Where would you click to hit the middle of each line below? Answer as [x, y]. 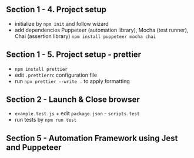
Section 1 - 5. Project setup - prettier [74, 55]
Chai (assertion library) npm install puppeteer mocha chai [85, 36]
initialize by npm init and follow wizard [61, 23]
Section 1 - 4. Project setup [56, 10]
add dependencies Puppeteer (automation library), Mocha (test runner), [101, 30]
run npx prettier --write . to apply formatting [72, 81]
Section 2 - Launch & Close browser [73, 100]
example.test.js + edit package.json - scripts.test [77, 114]
